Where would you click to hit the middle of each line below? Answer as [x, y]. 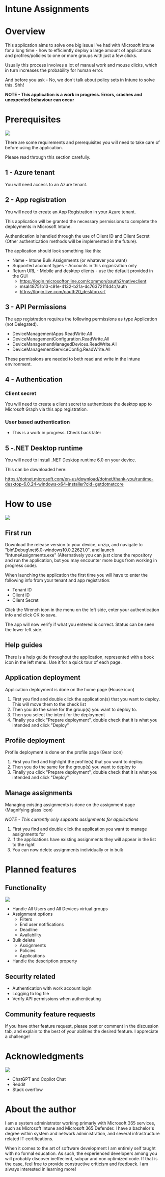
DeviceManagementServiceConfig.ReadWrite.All [61, 349]
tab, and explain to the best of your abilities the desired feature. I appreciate [82, 1031]
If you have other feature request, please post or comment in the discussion [82, 1026]
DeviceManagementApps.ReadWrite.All [52, 334]
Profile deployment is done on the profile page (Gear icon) [64, 752]
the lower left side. [24, 630]
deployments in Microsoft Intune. [39, 226]
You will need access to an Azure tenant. [46, 184]
